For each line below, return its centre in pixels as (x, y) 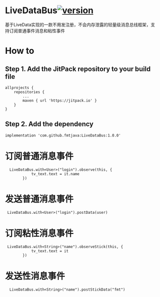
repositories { (29, 92)
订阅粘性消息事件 (40, 233)
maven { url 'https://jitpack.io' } (60, 100)
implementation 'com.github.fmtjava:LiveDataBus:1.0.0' (63, 135)
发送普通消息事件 (40, 199)
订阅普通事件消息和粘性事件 (37, 31)
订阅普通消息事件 (40, 156)
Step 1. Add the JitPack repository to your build (78, 69)
